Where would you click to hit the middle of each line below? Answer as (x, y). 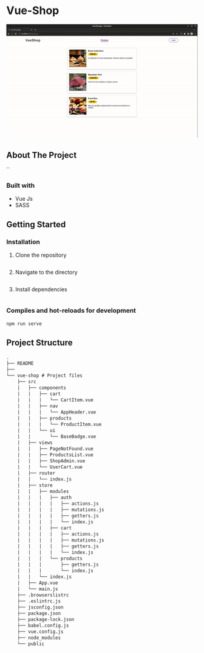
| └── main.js (38, 589)
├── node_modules (39, 638)
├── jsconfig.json (40, 607)
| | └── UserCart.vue (50, 467)
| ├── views (35, 443)
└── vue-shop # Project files (45, 376)
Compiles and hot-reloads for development (71, 310)
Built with (21, 185)
